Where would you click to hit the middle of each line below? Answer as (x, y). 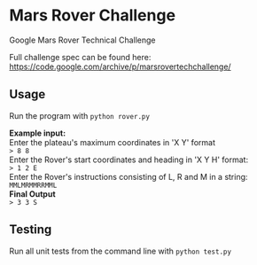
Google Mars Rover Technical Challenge (83, 40)
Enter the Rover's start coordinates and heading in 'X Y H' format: (129, 160)
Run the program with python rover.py (80, 115)
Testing (31, 230)
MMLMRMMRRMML (33, 185)
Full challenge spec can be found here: (80, 57)
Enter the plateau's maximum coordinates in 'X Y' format (112, 142)
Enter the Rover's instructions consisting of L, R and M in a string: (128, 176)
